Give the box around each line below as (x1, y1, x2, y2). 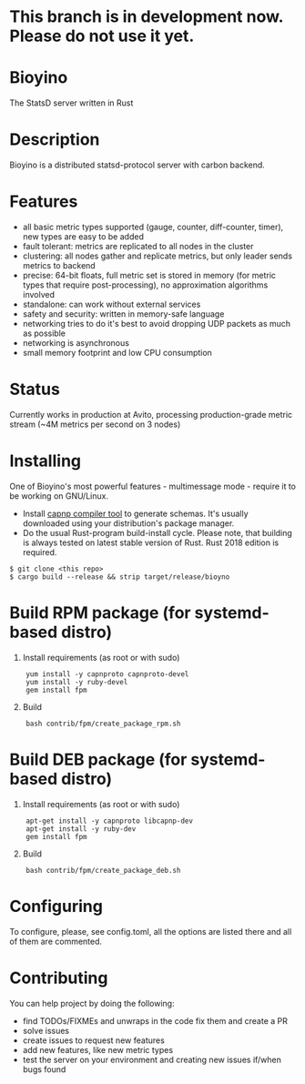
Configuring (9, 896, 103, 917)
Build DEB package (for (9, 749, 188, 770)
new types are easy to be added (22, 231, 144, 242)
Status (9, 380, 61, 400)
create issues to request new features (22, 1035, 166, 1046)
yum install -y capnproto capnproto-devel (25, 669, 189, 679)
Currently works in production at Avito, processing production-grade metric (9, 409, 293, 420)
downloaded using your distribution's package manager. (22, 517, 235, 529)
